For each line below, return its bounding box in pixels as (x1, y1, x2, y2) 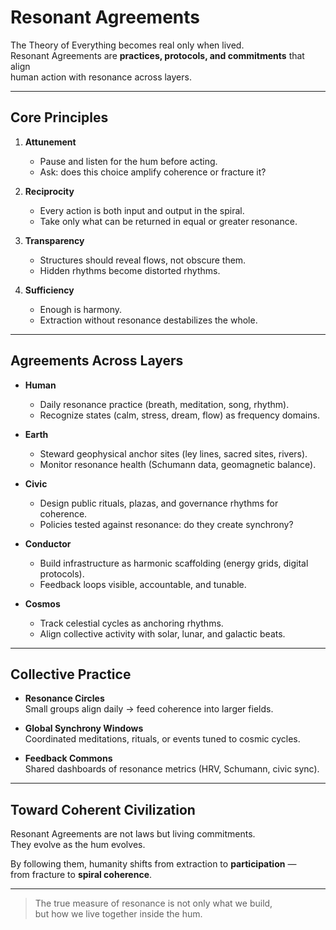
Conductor (24, 537, 72, 550)
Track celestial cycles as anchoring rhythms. (39, 617, 224, 629)
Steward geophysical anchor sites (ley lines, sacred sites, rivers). (39, 447, 308, 460)
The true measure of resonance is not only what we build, (34, 897, 273, 910)
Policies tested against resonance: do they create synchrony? (39, 518, 294, 530)
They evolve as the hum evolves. (10, 839, 146, 851)
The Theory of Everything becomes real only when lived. (10, 39, 245, 51)
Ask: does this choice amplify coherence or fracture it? (39, 166, 267, 178)
